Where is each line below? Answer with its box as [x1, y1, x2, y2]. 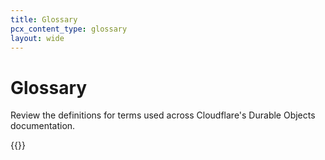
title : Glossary [10, 14, 78, 25]
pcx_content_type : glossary [10, 24, 128, 34]
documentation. [10, 120, 76, 132]
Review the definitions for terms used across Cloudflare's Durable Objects [10, 109, 316, 121]
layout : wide [10, 33, 65, 43]
